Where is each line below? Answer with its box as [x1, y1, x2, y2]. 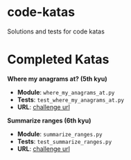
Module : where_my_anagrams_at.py [17, 88, 115, 96]
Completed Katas [7, 51, 110, 67]
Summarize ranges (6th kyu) [7, 116, 91, 125]
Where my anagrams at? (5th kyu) [7, 74, 107, 83]
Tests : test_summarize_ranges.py [17, 137, 112, 145]
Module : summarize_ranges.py [17, 129, 103, 138]
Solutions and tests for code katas [7, 27, 105, 35]
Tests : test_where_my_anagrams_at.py [17, 95, 125, 104]
